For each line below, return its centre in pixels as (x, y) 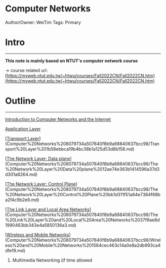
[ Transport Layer (22, 138)
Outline (21, 101)
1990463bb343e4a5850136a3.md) (41, 225)
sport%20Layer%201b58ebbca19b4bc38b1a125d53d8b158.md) (70, 149)
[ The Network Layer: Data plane (38, 159)
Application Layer (23, 129)
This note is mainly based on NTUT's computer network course (72, 60)
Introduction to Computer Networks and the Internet (58, 119)
